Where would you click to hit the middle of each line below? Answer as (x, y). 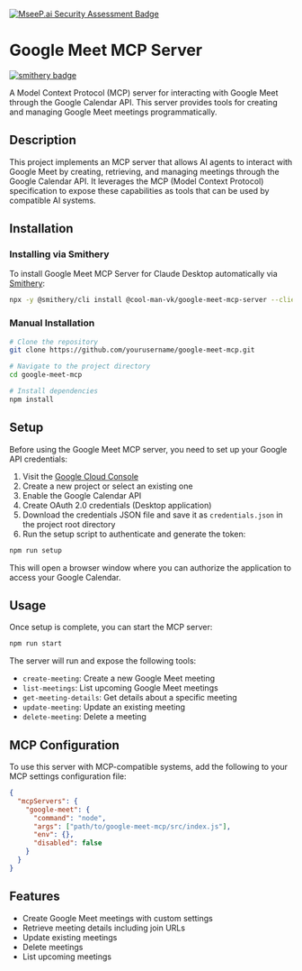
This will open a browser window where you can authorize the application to (151, 567)
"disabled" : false (67, 843)
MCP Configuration (64, 745)
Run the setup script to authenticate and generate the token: (134, 534)
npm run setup (36, 550)
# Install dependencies (54, 391)
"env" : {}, (53, 835)
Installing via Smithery (59, 254)
